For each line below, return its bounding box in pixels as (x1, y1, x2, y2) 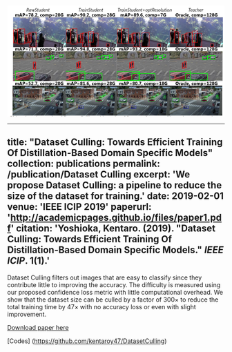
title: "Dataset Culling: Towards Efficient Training (7, 137, 223, 148)
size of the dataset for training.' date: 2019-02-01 (7, 190, 224, 202)
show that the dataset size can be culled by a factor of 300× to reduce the (7, 295, 219, 304)
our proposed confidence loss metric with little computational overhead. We (7, 288, 224, 296)
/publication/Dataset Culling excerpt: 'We (7, 168, 191, 181)
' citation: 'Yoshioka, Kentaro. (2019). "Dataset (10, 223, 216, 235)
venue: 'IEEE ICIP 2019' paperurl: (7, 201, 152, 213)
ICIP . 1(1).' (7, 255, 50, 267)
